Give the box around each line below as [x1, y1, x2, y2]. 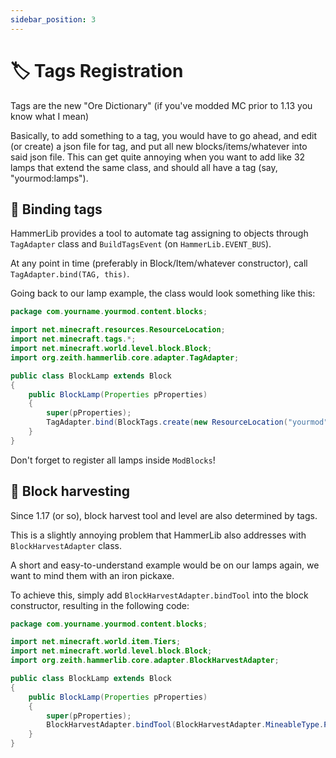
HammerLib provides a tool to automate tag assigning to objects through [10, 227, 309, 240]
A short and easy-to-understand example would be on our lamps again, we [10, 559, 320, 571]
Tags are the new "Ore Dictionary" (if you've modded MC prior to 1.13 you [10, 99, 313, 111]
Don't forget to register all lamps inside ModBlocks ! [10, 454, 216, 466]
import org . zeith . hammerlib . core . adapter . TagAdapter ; [10, 352, 240, 363]
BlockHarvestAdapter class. [10, 539, 123, 551]
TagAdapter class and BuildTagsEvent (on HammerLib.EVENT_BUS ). [10, 238, 272, 250]
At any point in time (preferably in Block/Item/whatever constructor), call [10, 257, 308, 270]
